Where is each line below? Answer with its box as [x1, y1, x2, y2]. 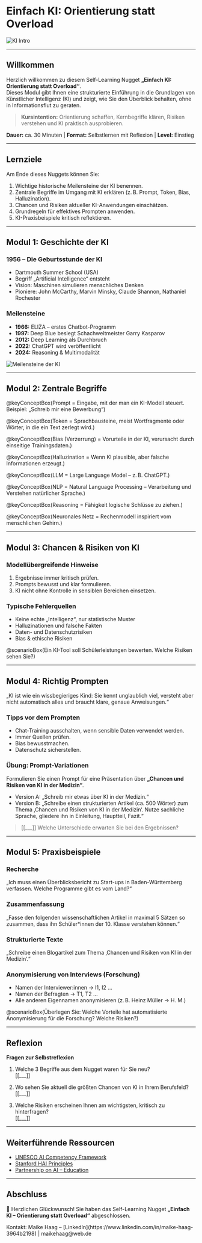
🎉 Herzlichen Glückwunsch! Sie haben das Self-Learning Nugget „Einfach [6, 1205, 190, 1212]
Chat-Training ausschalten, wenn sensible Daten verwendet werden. [14, 727, 185, 734]
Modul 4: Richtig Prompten [6, 676, 109, 686]
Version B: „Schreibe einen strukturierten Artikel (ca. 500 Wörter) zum [14, 799, 188, 807]
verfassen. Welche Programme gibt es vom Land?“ [6, 885, 132, 892]
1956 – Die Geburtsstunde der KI [6, 255, 103, 263]
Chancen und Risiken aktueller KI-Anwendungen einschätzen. [14, 201, 168, 208]
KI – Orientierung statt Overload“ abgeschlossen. [6, 1212, 131, 1219]
